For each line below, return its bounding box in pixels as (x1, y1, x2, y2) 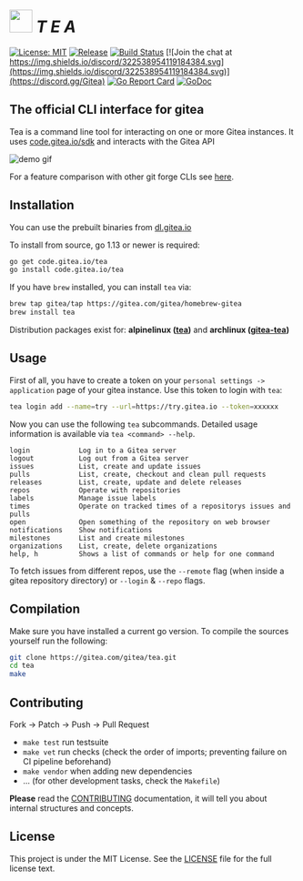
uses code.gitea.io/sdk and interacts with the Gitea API (9, 136, 216, 147)
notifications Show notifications (9, 525, 153, 534)
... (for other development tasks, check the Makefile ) (22, 775, 221, 786)
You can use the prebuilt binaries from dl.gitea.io (9, 221, 192, 232)
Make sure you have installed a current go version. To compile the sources (9, 625, 289, 636)
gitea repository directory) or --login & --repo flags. (9, 574, 206, 586)
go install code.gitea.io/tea (9, 265, 125, 275)
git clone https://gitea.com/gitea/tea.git (9, 653, 177, 662)
